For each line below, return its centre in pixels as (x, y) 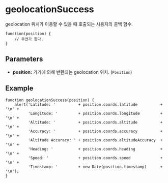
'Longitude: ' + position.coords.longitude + (95, 113)
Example (19, 88)
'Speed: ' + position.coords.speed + (95, 158)
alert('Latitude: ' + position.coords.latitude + (89, 104)
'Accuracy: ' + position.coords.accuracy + (95, 131)
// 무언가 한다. (29, 39)
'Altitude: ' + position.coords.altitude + (95, 122)
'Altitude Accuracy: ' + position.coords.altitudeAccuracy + (95, 140)
